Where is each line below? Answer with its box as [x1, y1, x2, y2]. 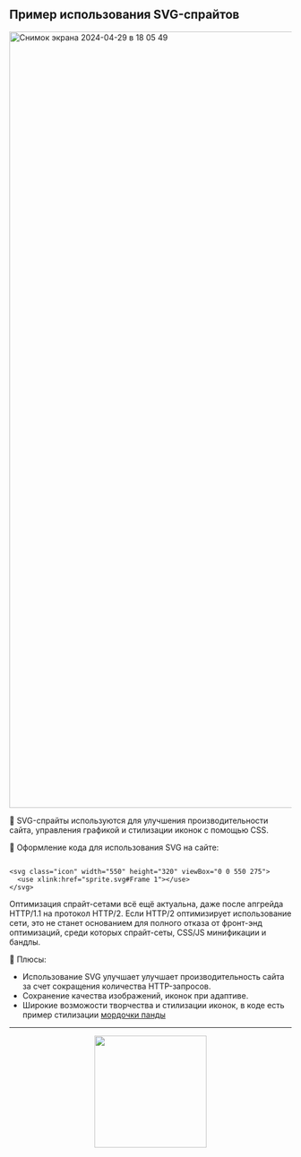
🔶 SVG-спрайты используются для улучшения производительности [9, 815, 269, 826]
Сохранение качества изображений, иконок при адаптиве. [21, 990, 249, 1001]
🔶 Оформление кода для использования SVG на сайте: [9, 842, 219, 853]
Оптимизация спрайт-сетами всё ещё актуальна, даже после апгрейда [9, 898, 284, 909]
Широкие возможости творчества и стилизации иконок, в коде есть [21, 999, 285, 1010]
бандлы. [9, 936, 41, 947]
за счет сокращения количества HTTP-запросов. [21, 981, 211, 991]
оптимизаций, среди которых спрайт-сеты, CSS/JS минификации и [9, 927, 267, 938]
